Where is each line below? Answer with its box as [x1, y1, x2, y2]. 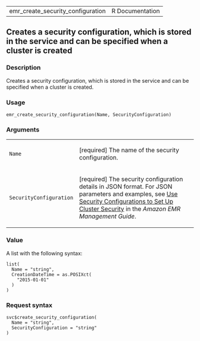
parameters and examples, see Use [79, 190, 178, 198]
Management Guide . [79, 212, 137, 221]
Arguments [6, 125, 40, 133]
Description [6, 64, 41, 72]
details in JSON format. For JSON [79, 183, 173, 191]
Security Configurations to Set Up [79, 198, 174, 206]
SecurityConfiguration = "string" [11, 324, 97, 331]
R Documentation [111, 7, 160, 15]
